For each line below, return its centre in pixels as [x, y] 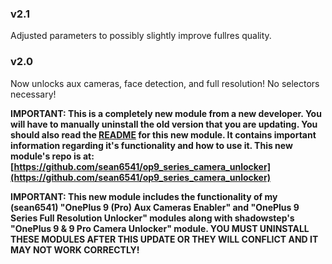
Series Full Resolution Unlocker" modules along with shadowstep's [152, 218]
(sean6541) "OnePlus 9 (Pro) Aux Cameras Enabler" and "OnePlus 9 [155, 207]
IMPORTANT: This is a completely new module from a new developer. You [166, 113]
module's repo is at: [52, 156]
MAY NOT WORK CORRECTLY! [75, 249]
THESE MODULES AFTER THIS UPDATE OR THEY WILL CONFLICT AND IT [164, 239]
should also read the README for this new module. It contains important [163, 134]
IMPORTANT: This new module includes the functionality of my [144, 196]
